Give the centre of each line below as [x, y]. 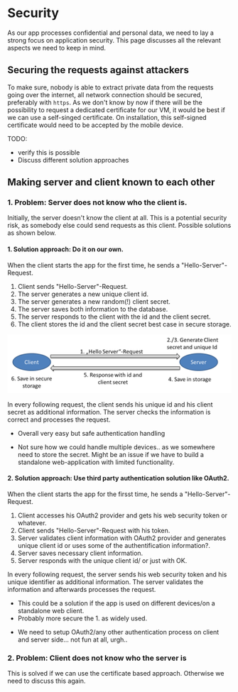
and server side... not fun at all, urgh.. [72, 639]
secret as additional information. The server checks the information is [109, 412]
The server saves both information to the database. [93, 309]
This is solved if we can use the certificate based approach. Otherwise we [116, 674]
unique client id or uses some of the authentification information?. [114, 545]
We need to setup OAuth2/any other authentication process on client [118, 632]
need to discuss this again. [47, 681]
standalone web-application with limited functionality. [96, 462]
